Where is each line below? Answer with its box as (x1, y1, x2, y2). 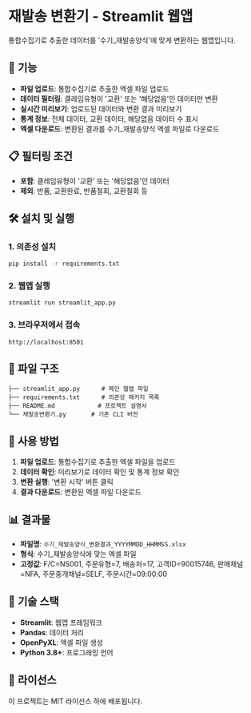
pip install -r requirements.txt (8, 260, 120, 268)
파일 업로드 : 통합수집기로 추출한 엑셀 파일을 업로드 (19, 457, 176, 467)
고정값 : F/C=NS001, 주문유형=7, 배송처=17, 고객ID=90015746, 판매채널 (19, 559, 244, 569)
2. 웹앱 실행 (8, 280, 50, 292)
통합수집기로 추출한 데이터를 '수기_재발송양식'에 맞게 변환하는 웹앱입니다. (8, 35, 236, 45)
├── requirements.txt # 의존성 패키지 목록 (8, 393, 160, 401)
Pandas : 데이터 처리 (19, 627, 84, 637)
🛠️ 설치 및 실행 (8, 211, 75, 225)
